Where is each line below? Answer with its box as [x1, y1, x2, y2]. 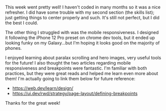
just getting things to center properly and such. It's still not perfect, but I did [5, 15, 160, 20]
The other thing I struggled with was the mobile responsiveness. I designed [5, 30, 159, 35]
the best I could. [5, 20, 38, 26]
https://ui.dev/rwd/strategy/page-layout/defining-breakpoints [12, 91, 138, 96]
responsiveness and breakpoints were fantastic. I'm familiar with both [5, 65, 147, 71]
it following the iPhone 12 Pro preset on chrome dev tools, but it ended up [5, 35, 155, 40]
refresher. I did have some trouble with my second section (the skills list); [5, 9, 155, 15]
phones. [5, 45, 22, 51]
